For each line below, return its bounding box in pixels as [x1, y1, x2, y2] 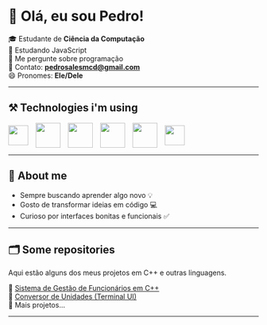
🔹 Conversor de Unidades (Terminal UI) [8, 292, 137, 301]
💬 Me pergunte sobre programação [8, 53, 124, 63]
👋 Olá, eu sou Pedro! [8, 7, 145, 25]
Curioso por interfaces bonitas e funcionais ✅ [19, 211, 170, 221]
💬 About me [8, 169, 68, 183]
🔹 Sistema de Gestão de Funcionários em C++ [8, 284, 160, 293]
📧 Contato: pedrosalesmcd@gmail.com [8, 62, 141, 72]
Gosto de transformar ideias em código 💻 [19, 199, 157, 209]
